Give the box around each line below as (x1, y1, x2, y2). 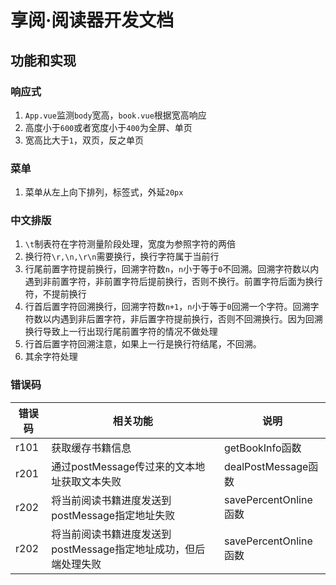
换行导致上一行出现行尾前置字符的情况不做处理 (24, 326, 218, 338)
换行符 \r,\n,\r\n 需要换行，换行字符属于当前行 (24, 251, 220, 263)
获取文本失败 (61, 474, 122, 488)
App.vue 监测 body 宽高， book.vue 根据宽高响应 (24, 109, 207, 121)
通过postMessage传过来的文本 (51, 459, 196, 473)
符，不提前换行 (24, 288, 87, 300)
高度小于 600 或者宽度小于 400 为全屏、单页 (24, 121, 193, 133)
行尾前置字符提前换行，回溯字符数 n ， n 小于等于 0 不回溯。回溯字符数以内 (24, 263, 320, 275)
